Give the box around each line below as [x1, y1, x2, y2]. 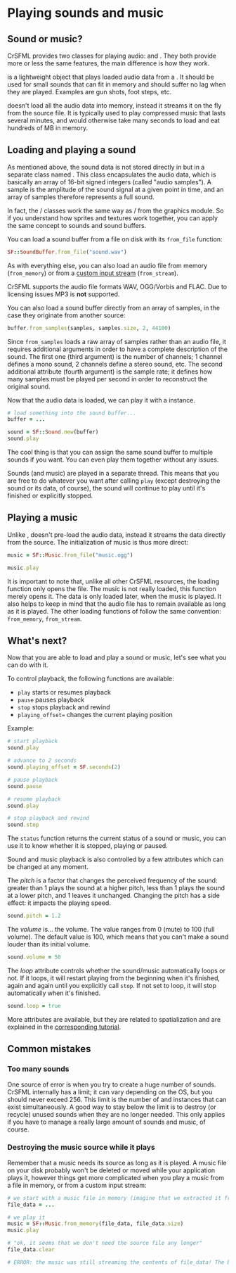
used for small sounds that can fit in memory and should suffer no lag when [7, 80, 226, 89]
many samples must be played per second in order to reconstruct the [7, 374, 208, 383]
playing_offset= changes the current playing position [17, 711, 173, 719]
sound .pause [7, 783, 42, 790]
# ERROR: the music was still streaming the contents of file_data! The [7, 1258, 225, 1266]
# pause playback [7, 776, 58, 783]
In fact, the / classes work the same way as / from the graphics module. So [7, 206, 224, 215]
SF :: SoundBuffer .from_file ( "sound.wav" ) [7, 248, 128, 255]
